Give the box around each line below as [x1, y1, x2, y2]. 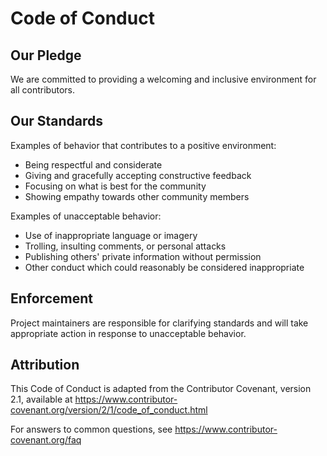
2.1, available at [10, 393, 73, 406]
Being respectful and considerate [24, 158, 163, 171]
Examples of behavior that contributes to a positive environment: [10, 139, 277, 151]
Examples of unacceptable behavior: [10, 210, 162, 222]
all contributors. [10, 84, 76, 96]
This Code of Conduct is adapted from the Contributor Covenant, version [10, 383, 312, 395]
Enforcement [10, 290, 93, 307]
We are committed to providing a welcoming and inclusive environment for [10, 73, 317, 85]
